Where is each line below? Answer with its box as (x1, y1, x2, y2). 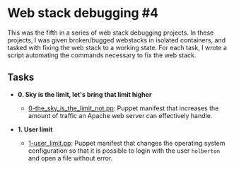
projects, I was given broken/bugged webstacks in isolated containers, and (7, 35, 226, 44)
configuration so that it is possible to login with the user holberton (28, 146, 221, 155)
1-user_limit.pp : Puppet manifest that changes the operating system (28, 139, 226, 147)
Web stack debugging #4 (7, 5, 159, 21)
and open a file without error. (28, 153, 113, 162)
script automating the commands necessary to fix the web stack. (7, 51, 197, 59)
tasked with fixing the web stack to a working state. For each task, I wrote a (7, 43, 228, 52)
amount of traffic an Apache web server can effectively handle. (28, 111, 213, 120)
